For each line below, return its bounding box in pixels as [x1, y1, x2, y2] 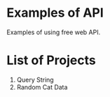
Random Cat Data [16, 82, 68, 91]
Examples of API [6, 5, 104, 21]
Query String [16, 75, 54, 84]
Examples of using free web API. [6, 28, 101, 36]
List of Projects [6, 52, 96, 68]
